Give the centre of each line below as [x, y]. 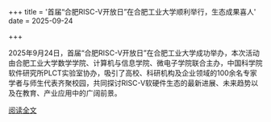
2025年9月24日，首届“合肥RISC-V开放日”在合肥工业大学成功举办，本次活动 [134, 53]
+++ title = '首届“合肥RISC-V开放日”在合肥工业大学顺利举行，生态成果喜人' [132, 12]
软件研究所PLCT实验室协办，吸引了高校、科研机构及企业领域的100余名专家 [133, 73]
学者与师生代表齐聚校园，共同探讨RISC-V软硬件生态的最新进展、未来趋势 [130, 83]
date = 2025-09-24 [41, 21]
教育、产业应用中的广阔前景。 [72, 93]
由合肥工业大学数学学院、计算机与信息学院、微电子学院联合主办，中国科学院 [135, 63]
